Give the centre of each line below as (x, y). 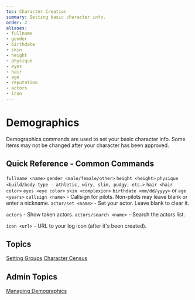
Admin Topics (32, 277)
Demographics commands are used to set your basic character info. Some (96, 139)
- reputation (22, 83)
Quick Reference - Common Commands (80, 164)
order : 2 (17, 22)
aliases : (17, 28)
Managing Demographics (37, 291)
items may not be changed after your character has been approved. (88, 145)
